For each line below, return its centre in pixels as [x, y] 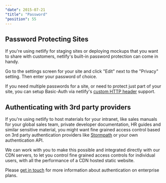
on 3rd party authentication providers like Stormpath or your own [71, 135]
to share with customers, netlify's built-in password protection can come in [82, 56]
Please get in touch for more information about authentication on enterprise [82, 170]
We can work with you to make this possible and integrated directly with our [83, 150]
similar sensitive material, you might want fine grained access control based [83, 130]
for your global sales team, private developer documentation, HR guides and [83, 124]
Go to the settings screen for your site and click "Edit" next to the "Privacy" [82, 71]
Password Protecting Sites [47, 39]
